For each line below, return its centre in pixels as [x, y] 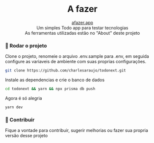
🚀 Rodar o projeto [26, 46]
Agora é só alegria [24, 98]
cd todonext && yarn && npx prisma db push [50, 89]
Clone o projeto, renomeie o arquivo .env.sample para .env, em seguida [77, 56]
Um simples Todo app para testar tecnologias [82, 27]
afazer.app [82, 23]
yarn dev [14, 107]
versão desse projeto [26, 136]
